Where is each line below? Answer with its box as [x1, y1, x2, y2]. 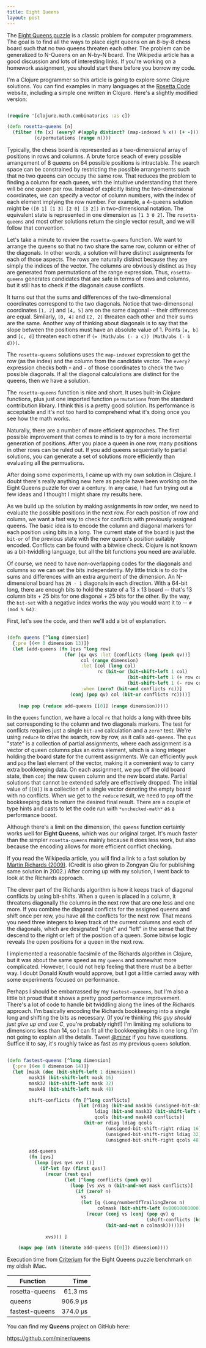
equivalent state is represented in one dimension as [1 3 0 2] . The [7, 211, 176, 218]
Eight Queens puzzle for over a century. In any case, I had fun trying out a [7, 484, 193, 491]
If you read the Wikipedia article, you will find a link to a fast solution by [7, 855, 186, 862]
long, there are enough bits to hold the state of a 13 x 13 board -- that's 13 [7, 586, 193, 593]
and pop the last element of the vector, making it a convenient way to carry [7, 759, 194, 767]
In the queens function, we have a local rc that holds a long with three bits [7, 714, 191, 721]
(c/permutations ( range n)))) [34, 135, 112, 141]
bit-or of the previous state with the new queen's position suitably [7, 535, 175, 542]
